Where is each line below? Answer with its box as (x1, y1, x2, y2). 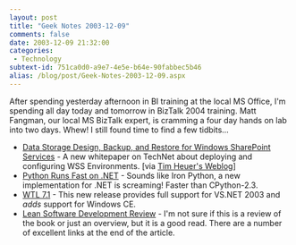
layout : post (9, 13, 58, 22)
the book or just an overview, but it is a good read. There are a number (21, 217, 283, 228)
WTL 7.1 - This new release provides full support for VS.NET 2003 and (21, 189, 281, 199)
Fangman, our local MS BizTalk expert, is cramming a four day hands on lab (9, 114, 288, 125)
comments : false (9, 30, 70, 38)
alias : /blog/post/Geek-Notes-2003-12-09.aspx (9, 72, 186, 80)
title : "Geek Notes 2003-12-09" (9, 21, 130, 30)
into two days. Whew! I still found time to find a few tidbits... (9, 124, 230, 135)
